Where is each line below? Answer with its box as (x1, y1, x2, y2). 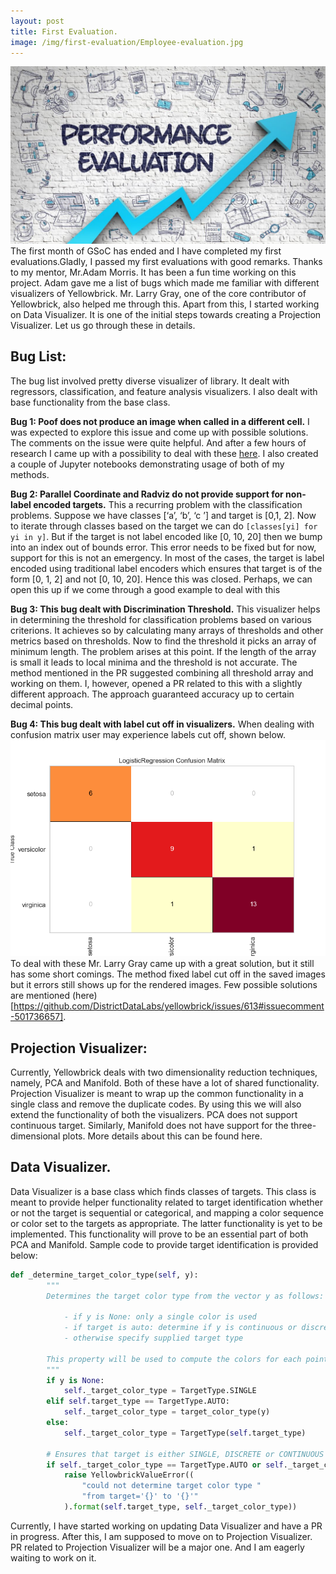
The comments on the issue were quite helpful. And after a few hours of (10, 436, 307, 449)
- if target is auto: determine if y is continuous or (63, 1323, 298, 1333)
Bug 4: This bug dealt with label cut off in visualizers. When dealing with (10, 718, 315, 730)
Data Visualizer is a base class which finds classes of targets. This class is (10, 1185, 317, 1197)
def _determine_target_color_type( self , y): (10, 1270, 199, 1280)
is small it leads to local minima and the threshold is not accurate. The (10, 656, 298, 668)
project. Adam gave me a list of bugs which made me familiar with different (10, 276, 320, 289)
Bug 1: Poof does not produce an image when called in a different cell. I (10, 415, 310, 427)
